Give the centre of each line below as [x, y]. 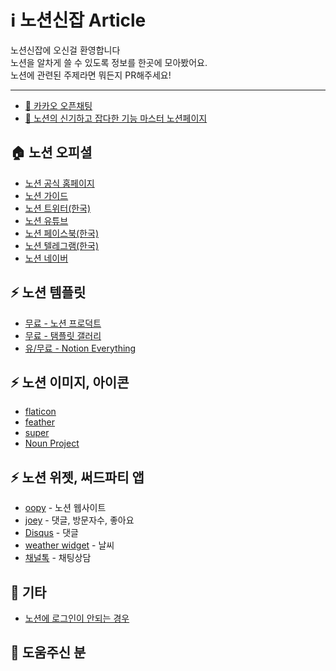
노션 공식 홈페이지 [59, 183]
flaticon [40, 412]
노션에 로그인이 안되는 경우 [77, 618]
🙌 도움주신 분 [48, 652]
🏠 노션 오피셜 [51, 152]
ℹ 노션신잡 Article [78, 20]
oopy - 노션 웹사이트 [65, 508]
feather [40, 422]
